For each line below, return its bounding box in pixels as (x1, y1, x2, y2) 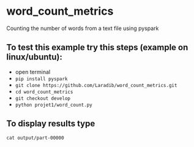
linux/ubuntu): (6, 52, 63, 62)
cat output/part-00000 (6, 135, 64, 141)
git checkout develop (15, 95, 70, 102)
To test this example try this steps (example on (6, 42, 188, 53)
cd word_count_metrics (15, 89, 73, 95)
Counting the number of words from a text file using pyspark (6, 24, 159, 32)
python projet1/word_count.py (15, 102, 93, 108)
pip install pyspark (15, 75, 68, 82)
